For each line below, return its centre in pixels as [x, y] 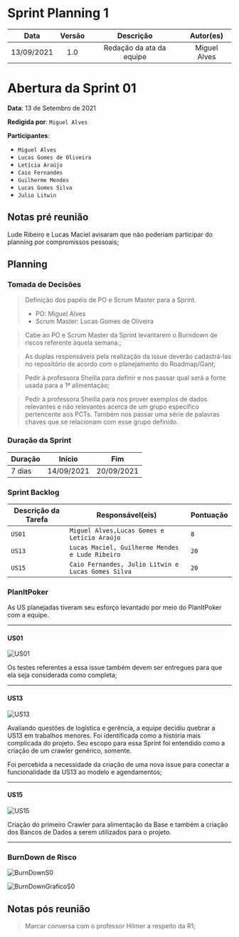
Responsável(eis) [127, 515]
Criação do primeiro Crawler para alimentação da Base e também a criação [118, 825]
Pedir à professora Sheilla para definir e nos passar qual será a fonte [125, 378]
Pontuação [209, 515]
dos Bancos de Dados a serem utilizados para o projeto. [90, 832]
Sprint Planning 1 [58, 13]
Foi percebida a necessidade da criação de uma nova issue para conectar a [118, 764]
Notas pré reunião [48, 218]
